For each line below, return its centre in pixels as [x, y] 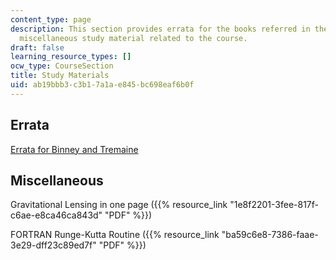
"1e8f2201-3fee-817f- [274, 205]
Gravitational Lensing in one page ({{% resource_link [119, 205]
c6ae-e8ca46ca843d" [56, 215]
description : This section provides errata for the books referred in [160, 29]
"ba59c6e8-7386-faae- [270, 235]
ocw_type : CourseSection [62, 66]
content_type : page [51, 19]
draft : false [37, 47]
